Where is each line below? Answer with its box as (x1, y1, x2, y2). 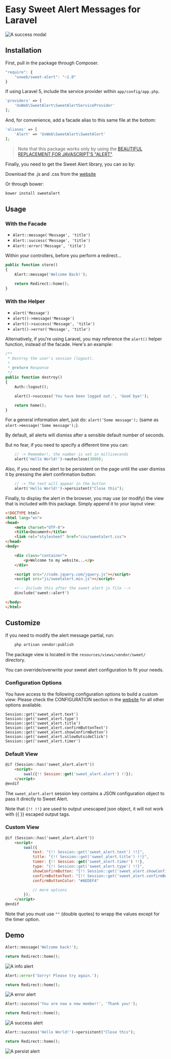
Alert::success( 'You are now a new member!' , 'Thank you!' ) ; (5, 1001, 138, 1006)
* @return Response (7, 365, 49, 371)
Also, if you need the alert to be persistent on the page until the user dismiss (5, 466, 165, 472)
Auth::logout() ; (14, 384, 49, 389)
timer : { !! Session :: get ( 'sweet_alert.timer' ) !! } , (32, 859, 145, 864)
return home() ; (14, 403, 47, 408)
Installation (5, 46, 42, 55)
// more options (32, 887, 67, 892)
